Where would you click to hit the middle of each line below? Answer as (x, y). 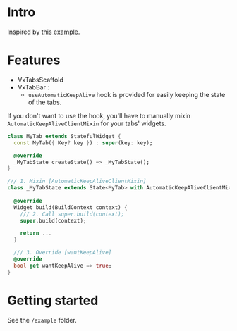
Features (34, 60)
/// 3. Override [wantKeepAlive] (63, 253)
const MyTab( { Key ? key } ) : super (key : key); (83, 143)
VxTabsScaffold (40, 80)
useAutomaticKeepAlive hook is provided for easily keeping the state (127, 94)
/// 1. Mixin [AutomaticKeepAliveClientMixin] (77, 181)
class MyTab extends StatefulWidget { (64, 136)
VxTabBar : (33, 87)
